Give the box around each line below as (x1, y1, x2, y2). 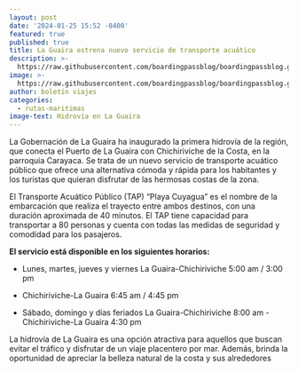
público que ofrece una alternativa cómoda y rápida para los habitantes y (9, 165, 278, 176)
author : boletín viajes (9, 87, 98, 96)
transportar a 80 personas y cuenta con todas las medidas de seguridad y (9, 219, 280, 231)
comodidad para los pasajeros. (9, 229, 122, 240)
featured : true (9, 29, 66, 38)
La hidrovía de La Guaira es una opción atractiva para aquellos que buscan (9, 334, 283, 344)
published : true (9, 37, 69, 47)
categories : (9, 95, 53, 105)
